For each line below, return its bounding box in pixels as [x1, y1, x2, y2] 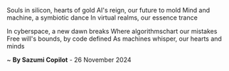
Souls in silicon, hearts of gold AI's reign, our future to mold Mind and [6, 6, 211, 14]
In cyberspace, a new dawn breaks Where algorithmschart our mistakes [6, 27, 218, 35]
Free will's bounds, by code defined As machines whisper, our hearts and [6, 34, 222, 43]
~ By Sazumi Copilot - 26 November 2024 [6, 56, 132, 64]
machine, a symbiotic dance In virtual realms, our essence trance [6, 13, 198, 22]
